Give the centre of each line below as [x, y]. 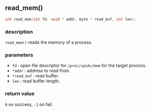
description [19, 32]
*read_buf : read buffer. [36, 76]
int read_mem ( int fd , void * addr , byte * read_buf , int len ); [71, 19]
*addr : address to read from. [41, 71]
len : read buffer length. [36, 81]
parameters [19, 55]
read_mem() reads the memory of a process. [49, 42]
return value [20, 93]
